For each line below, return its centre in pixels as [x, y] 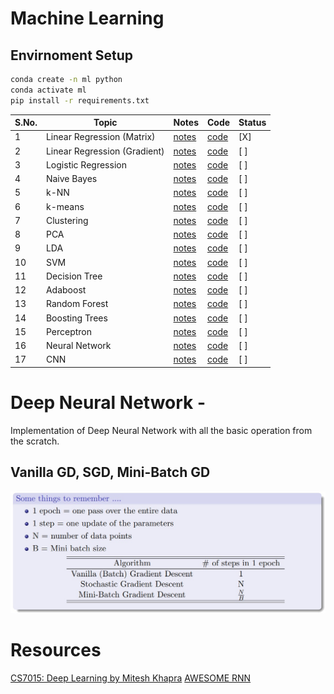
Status [252, 123]
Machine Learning [87, 18]
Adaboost [66, 290]
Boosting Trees [76, 318]
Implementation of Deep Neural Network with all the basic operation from [161, 430]
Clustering [67, 220]
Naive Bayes [71, 179]
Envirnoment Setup [72, 55]
